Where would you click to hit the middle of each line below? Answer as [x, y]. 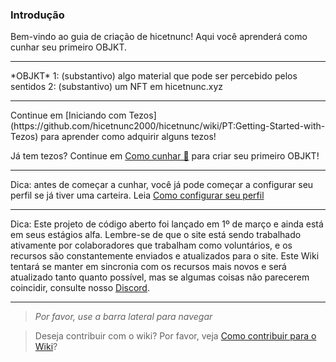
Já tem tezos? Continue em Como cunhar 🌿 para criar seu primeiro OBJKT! [165, 156]
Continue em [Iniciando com [68, 115]
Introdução [37, 15]
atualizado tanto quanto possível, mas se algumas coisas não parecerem [160, 277]
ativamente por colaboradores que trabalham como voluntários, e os [151, 245]
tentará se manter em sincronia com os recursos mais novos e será [148, 267]
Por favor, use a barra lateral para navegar [123, 317]
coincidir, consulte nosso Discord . [80, 288]
